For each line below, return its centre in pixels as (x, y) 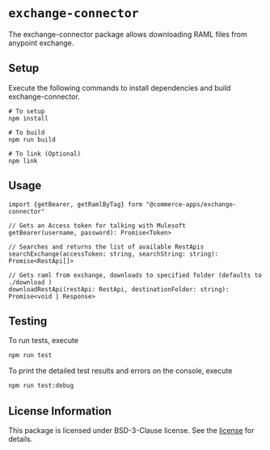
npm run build (32, 139)
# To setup (27, 111)
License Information (60, 411)
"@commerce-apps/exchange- (191, 204)
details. (21, 439)
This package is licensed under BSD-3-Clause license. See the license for (131, 430)
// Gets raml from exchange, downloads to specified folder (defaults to (135, 275)
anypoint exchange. (41, 43)
